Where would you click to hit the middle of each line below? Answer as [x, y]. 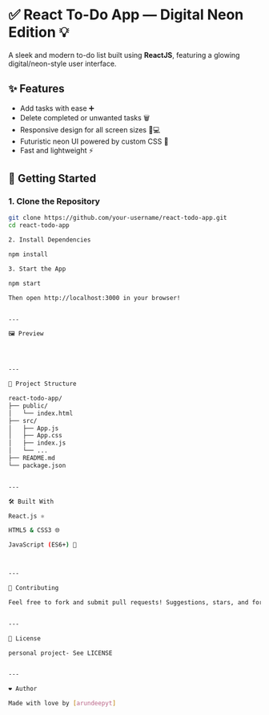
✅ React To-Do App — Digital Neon [126, 15]
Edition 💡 [39, 32]
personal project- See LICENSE [60, 653]
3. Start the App [37, 269]
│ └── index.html [41, 413]
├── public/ [28, 406]
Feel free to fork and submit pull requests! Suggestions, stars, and [128, 602]
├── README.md [32, 458]
